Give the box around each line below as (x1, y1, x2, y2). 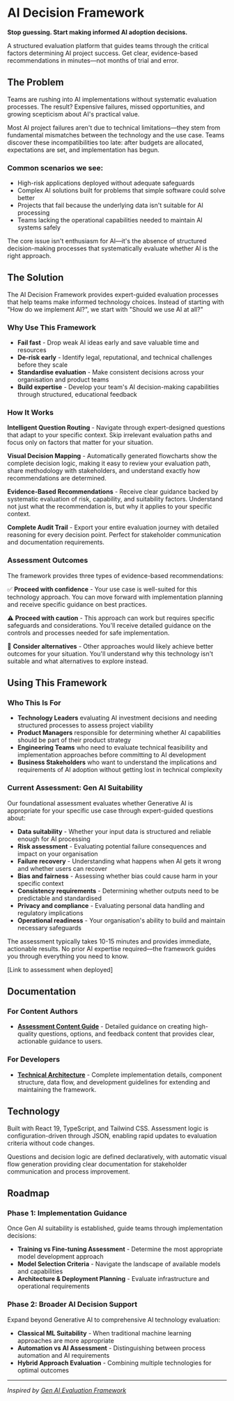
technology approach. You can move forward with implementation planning (7, 593, 223, 601)
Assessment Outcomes (7, 556, 88, 566)
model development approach (17, 1252, 104, 1261)
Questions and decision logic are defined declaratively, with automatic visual (7, 1152, 227, 1160)
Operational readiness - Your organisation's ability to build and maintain (17, 916, 226, 925)
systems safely (17, 223, 61, 232)
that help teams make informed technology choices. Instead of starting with (7, 298, 224, 306)
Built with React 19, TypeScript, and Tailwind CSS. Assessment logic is (7, 1124, 209, 1133)
